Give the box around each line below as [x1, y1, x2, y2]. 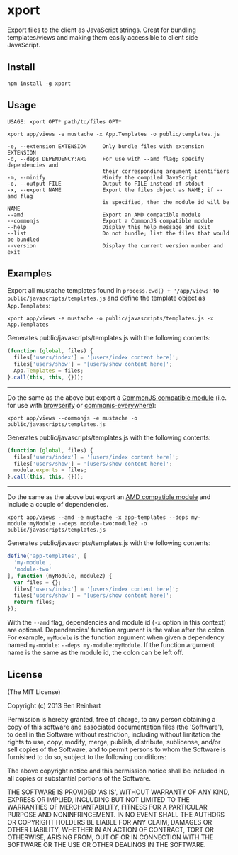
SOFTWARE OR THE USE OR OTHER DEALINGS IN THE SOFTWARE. [7, 840, 206, 849]
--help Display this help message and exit [7, 223, 211, 230]
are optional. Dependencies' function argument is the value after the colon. [7, 626, 227, 634]
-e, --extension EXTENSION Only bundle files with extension [7, 142, 204, 150]
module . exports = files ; [13, 466, 87, 474]
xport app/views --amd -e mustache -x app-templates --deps [7, 514, 189, 521]
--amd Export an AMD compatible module [7, 211, 201, 218]
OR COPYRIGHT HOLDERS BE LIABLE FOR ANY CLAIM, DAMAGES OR [7, 817, 212, 826]
